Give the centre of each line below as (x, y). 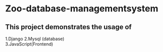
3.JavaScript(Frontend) (29, 44)
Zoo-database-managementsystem (82, 9)
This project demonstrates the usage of (68, 27)
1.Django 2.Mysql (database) (35, 39)
